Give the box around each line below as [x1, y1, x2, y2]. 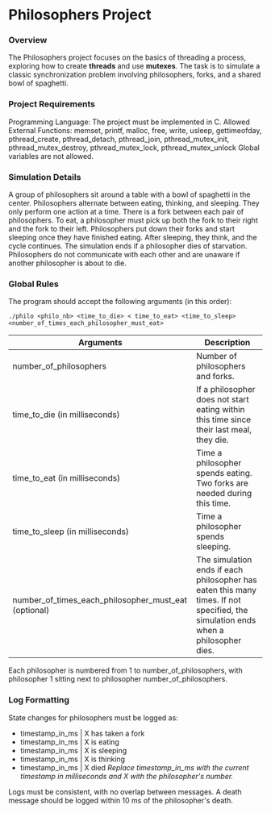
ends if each [196, 565, 244, 576]
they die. [196, 434, 229, 445]
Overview [8, 35, 48, 46]
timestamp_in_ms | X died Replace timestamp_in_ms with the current [19, 762, 249, 772]
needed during [196, 488, 252, 499]
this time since [196, 414, 252, 425]
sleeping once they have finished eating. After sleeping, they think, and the [8, 232, 257, 243]
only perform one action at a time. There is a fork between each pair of [8, 207, 244, 217]
